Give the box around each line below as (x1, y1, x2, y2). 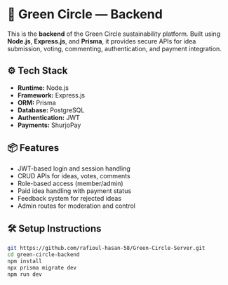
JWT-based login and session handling (17, 164, 131, 173)
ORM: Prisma (17, 98, 56, 107)
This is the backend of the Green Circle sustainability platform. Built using (7, 29, 221, 38)
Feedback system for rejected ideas (17, 194, 121, 202)
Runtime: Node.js (17, 84, 69, 92)
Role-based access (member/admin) (17, 179, 124, 187)
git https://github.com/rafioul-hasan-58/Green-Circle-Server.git (7, 245, 206, 252)
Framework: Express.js (17, 91, 86, 99)
